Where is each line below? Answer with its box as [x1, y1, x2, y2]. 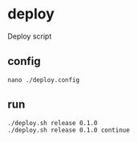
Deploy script [7, 31, 52, 41]
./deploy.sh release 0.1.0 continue [7, 126, 130, 134]
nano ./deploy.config [7, 75, 80, 84]
